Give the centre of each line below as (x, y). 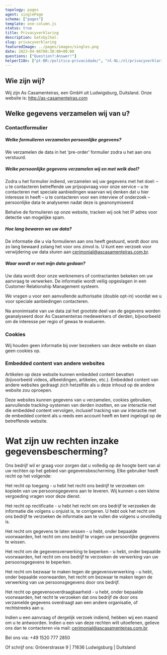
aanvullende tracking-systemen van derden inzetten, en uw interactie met (81, 405)
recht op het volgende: (29, 476)
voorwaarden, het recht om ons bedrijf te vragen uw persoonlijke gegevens (83, 536)
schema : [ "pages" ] (24, 19)
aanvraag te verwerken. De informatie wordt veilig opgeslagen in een (76, 281)
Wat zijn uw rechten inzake (62, 441)
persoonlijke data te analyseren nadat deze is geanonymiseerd (69, 202)
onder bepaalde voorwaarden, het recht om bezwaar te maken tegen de (79, 577)
